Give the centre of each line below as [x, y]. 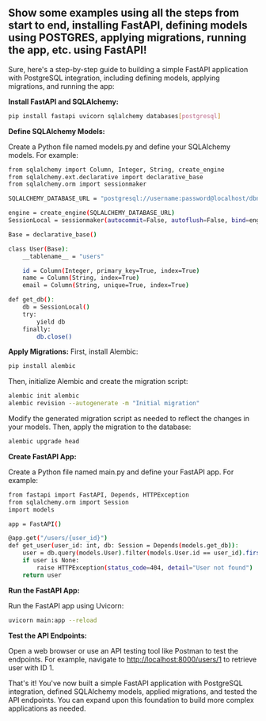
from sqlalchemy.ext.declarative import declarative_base [106, 177]
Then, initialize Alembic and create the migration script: [98, 382]
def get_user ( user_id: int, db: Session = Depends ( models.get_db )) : [123, 546]
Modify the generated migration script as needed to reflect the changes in [129, 419]
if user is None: [51, 561]
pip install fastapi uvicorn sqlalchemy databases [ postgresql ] [115, 116]
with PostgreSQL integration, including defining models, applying [114, 78]
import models [32, 510]
